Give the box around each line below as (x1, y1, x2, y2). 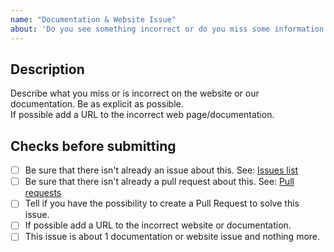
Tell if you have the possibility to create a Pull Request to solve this (24, 197, 300, 210)
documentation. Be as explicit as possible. (10, 98, 184, 110)
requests (24, 187, 62, 199)
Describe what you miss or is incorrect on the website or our (10, 87, 260, 100)
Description (10, 61, 85, 78)
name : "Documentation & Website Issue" (10, 14, 177, 25)
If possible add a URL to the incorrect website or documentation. (24, 219, 292, 231)
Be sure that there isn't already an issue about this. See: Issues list (24, 164, 299, 176)
